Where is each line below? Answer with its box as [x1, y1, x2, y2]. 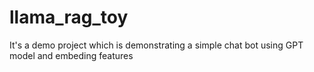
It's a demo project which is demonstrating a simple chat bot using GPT [9, 39, 304, 51]
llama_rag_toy [9, 6, 129, 29]
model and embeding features [9, 49, 134, 61]
